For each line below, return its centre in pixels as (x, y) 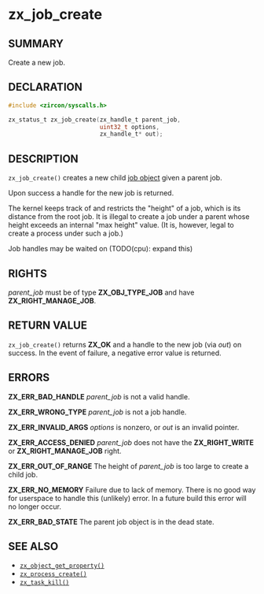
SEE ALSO (33, 546)
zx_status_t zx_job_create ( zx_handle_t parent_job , (94, 120)
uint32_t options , (129, 127)
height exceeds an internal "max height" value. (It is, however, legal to (121, 225)
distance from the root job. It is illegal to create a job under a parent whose (129, 217)
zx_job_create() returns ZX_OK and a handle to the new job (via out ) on (125, 344)
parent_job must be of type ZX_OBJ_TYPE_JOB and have (101, 292)
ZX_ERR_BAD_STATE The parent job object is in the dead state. (111, 522)
